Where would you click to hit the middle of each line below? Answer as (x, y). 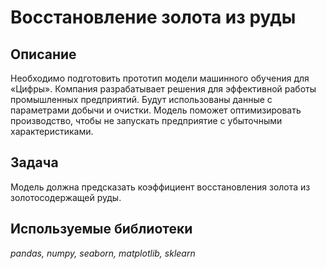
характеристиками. (52, 131)
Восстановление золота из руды (153, 17)
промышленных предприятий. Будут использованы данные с (141, 99)
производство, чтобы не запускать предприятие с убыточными (146, 120)
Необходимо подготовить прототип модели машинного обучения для (160, 78)
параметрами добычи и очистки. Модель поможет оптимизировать (156, 110)
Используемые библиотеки (101, 229)
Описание (43, 54)
